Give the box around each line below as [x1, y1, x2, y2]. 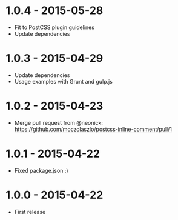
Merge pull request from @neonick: [14, 119, 104, 126]
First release [14, 208, 46, 215]
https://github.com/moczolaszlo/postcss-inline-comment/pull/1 [14, 125, 172, 133]
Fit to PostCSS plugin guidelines [14, 24, 95, 31]
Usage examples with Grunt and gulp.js [14, 78, 113, 85]
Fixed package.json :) [14, 167, 68, 174]
